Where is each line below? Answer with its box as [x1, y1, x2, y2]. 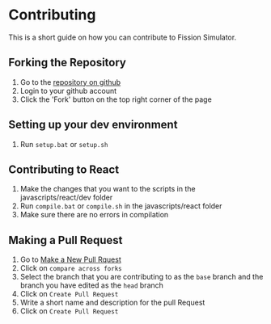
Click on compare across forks [19, 263, 123, 273]
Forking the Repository [8, 56, 127, 69]
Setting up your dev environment [8, 118, 178, 132]
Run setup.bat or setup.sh [19, 139, 108, 149]
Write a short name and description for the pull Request [19, 297, 205, 308]
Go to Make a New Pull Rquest [19, 255, 121, 264]
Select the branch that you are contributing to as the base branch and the [19, 272, 264, 282]
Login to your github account [19, 86, 117, 95]
